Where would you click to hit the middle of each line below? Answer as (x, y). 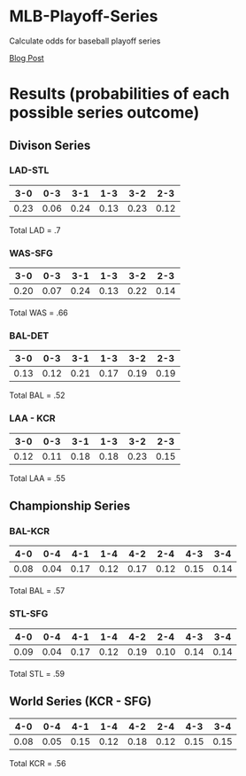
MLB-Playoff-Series (84, 16)
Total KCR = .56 (38, 763)
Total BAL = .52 (37, 395)
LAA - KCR (32, 418)
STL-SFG (29, 614)
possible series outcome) (104, 113)
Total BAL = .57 (37, 591)
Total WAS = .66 (38, 313)
